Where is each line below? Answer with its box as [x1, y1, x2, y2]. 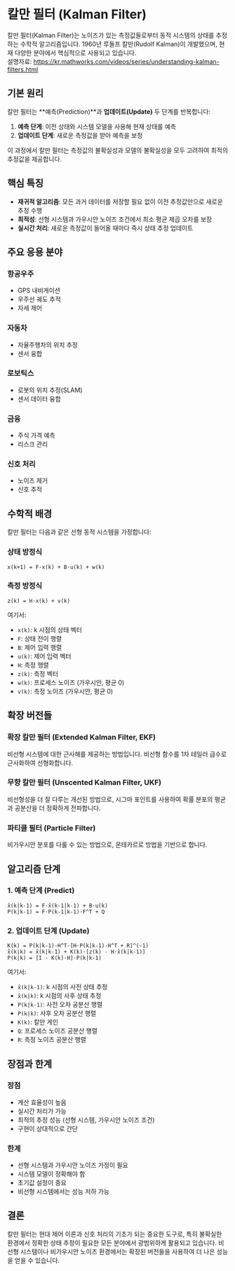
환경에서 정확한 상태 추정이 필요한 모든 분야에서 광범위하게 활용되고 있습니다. [7, 1238, 217, 1247]
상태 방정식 [7, 547, 43, 557]
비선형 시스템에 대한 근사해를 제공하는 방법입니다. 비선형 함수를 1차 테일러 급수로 [7, 750, 227, 758]
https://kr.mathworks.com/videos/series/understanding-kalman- [33, 57, 220, 65]
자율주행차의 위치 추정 [17, 340, 79, 348]
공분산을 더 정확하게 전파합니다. [14, 804, 101, 812]
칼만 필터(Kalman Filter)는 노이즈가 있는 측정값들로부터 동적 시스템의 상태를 [7, 31, 215, 39]
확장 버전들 [7, 710, 53, 722]
